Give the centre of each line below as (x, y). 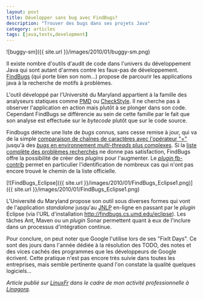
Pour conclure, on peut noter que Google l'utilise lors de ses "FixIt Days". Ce (101, 239)
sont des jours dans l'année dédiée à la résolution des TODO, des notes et (99, 245)
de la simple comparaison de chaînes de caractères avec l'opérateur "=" (97, 139)
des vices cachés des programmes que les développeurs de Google (92, 252)
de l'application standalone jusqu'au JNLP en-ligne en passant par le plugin (101, 208)
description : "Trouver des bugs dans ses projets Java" (78, 23)
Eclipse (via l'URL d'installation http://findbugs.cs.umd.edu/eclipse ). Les (96, 214)
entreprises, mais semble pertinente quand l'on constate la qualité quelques (101, 264)
